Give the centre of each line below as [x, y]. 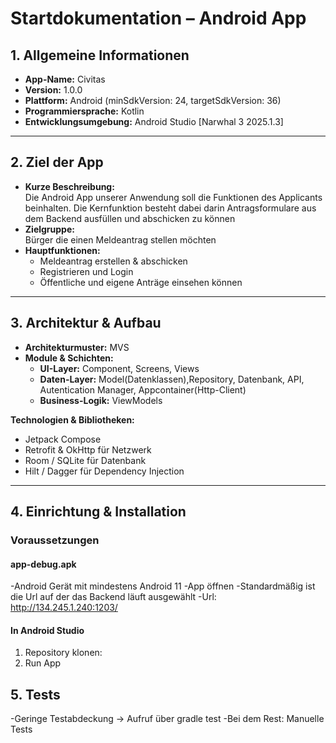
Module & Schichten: [69, 358]
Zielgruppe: [49, 229]
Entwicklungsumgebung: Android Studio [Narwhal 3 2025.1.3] [154, 121]
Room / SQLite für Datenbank [85, 460]
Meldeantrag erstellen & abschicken [113, 261]
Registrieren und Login [86, 271]
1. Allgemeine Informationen [100, 55]
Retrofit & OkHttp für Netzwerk [88, 449]
